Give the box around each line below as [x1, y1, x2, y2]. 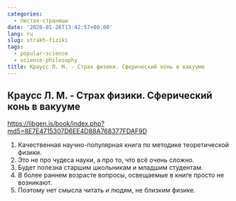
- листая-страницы [14, 17, 69, 24]
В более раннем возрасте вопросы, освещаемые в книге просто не [17, 171, 225, 180]
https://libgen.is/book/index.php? [7, 119, 105, 128]
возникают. [17, 178, 53, 187]
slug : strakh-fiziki [7, 37, 69, 44]
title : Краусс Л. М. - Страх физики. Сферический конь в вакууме [7, 63, 205, 70]
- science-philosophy [14, 57, 78, 64]
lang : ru [7, 30, 33, 38]
